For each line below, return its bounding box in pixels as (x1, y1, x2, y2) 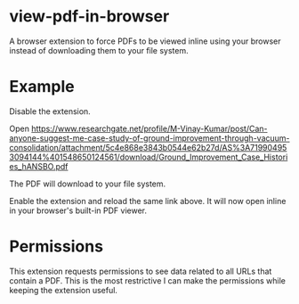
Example (9, 77, 75, 97)
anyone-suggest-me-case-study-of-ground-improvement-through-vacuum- (9, 132, 290, 144)
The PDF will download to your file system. (9, 178, 166, 189)
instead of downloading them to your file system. (9, 45, 189, 55)
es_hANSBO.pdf (9, 160, 69, 171)
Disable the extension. (9, 105, 91, 117)
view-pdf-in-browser (9, 6, 170, 27)
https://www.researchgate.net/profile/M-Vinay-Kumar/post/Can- (30, 123, 269, 134)
